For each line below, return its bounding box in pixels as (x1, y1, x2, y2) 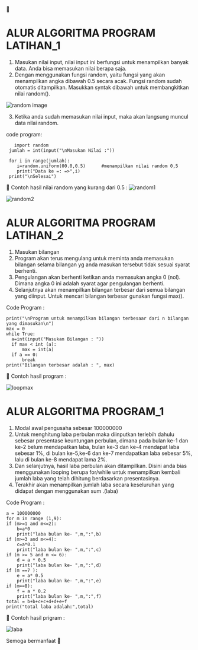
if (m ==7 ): (6, 567, 38, 573)
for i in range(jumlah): (8, 158, 70, 164)
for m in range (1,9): (6, 515, 62, 521)
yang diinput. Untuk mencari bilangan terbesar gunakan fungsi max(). (14, 292, 184, 299)
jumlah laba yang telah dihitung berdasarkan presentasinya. (14, 474, 161, 482)
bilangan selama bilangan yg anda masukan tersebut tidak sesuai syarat (14, 261, 190, 268)
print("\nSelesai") (8, 173, 57, 179)
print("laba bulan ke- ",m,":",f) (17, 593, 102, 599)
